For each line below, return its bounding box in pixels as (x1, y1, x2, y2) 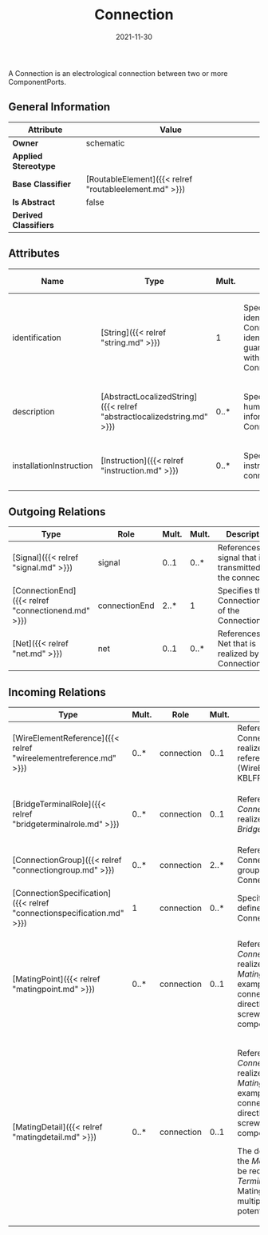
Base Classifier (12, 178, 72, 190)
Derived (12, 210, 43, 221)
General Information (8, 100, 111, 114)
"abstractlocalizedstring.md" (100, 410, 209, 422)
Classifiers (12, 219, 54, 230)
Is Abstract (12, 196, 56, 207)
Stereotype (12, 160, 56, 171)
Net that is (217, 638, 257, 649)
